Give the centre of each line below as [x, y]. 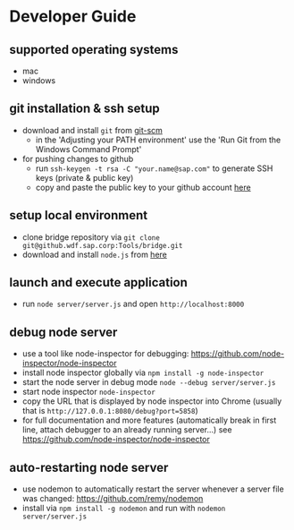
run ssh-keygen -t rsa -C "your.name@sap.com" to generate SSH [154, 168]
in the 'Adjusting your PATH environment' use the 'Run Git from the [158, 140]
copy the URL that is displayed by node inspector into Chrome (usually [152, 401]
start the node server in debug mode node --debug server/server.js [149, 382]
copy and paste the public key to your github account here [143, 187]
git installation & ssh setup [84, 109]
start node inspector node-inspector [89, 392]
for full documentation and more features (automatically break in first [149, 420]
